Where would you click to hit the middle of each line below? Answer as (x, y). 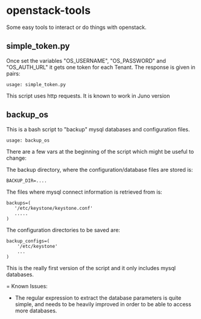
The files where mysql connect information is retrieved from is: (84, 192)
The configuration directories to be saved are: (63, 230)
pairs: (13, 74)
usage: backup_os (28, 140)
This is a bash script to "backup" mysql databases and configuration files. (98, 129)
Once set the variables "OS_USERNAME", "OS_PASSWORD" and (86, 60)
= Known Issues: (27, 286)
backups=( (19, 203)
